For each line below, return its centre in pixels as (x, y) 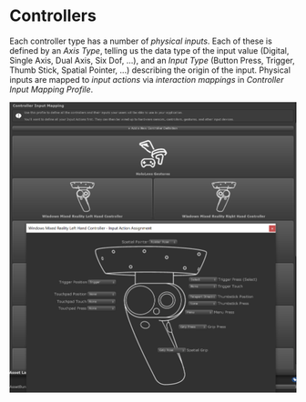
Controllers (53, 16)
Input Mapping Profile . (51, 89)
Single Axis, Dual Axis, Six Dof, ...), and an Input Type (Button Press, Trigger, (153, 60)
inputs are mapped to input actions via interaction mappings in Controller (147, 79)
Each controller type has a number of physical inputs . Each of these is (141, 41)
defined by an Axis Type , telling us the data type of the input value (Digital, (149, 50)
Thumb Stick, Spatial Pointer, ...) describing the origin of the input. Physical (150, 70)
